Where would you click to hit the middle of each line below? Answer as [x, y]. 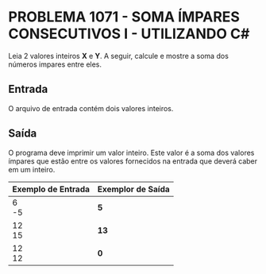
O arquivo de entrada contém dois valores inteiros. [91, 108]
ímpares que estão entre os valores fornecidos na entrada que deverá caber [133, 161]
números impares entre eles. [55, 64]
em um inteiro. [32, 169]
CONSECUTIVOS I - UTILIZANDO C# [129, 34]
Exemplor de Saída [134, 189]
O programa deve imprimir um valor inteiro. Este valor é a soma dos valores [131, 152]
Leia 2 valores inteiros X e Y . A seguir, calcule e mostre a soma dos [118, 56]
